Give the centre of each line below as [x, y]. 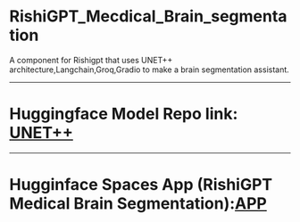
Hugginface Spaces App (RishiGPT [141, 185]
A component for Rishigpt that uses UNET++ [91, 60]
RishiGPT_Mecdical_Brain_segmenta [148, 16]
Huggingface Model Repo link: [124, 114]
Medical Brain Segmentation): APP [138, 204]
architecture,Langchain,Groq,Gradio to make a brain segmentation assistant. [150, 70]
